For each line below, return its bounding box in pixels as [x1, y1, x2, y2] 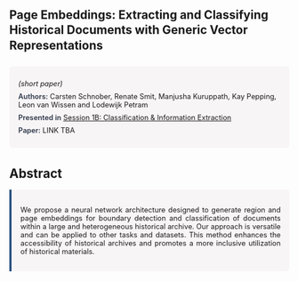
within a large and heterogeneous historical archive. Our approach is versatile [20, 221, 281, 231]
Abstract [9, 165, 62, 181]
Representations [9, 37, 104, 52]
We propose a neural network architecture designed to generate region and [20, 205, 281, 214]
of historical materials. [20, 246, 95, 256]
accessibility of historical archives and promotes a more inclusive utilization [20, 238, 281, 248]
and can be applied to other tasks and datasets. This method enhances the [20, 229, 281, 239]
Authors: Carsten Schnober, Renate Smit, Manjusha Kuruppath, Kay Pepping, [18, 92, 278, 101]
